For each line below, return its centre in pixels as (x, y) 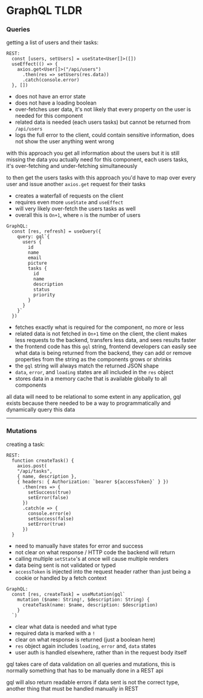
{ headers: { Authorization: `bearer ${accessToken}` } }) (93, 482)
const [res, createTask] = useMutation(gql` (69, 594)
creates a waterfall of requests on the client (69, 196)
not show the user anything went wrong (65, 141)
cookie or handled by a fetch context (61, 578)
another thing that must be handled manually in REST (72, 688)
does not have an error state (50, 97)
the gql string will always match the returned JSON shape (87, 366)
